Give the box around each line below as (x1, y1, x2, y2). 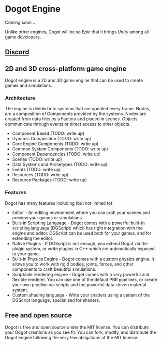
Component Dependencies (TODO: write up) (12, 151, 101, 157)
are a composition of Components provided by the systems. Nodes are (5, 111, 146, 117)
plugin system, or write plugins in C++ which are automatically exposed (12, 246, 155, 251)
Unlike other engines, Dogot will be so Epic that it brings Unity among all (5, 29, 149, 34)
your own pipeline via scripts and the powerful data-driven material (12, 281, 146, 287)
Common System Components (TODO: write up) (12, 146, 108, 152)
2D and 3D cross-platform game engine (5, 65, 127, 73)
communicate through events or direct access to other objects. (5, 121, 131, 127)
